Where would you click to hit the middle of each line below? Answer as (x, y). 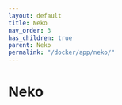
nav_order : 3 (30, 30)
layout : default (35, 16)
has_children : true (40, 38)
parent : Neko (30, 45)
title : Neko (28, 23)
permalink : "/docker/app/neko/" (61, 52)
